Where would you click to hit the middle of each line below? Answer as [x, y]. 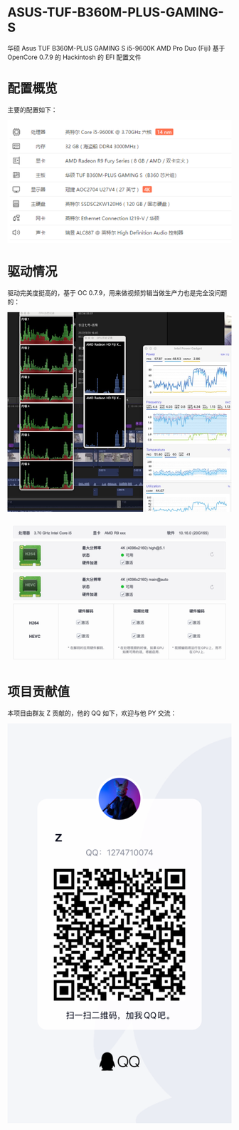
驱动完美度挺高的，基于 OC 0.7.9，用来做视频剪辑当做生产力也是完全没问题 [117, 293]
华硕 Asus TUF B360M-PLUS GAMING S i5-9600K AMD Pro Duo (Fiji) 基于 [116, 48]
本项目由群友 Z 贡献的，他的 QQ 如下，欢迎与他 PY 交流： [92, 713]
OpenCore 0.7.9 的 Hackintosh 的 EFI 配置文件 [74, 57]
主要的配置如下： [32, 109]
